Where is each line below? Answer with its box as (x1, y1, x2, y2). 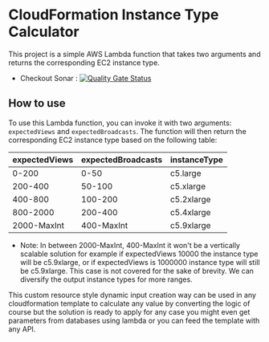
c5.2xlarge (169, 193, 211, 205)
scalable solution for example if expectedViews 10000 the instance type (19, 249, 259, 259)
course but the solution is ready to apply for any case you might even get (8, 307, 251, 316)
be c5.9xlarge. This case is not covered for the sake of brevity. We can (19, 266, 255, 275)
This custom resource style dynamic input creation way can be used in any (8, 290, 257, 299)
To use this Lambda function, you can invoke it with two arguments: (8, 118, 232, 128)
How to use (8, 96, 66, 110)
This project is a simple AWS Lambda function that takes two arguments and (8, 49, 261, 59)
